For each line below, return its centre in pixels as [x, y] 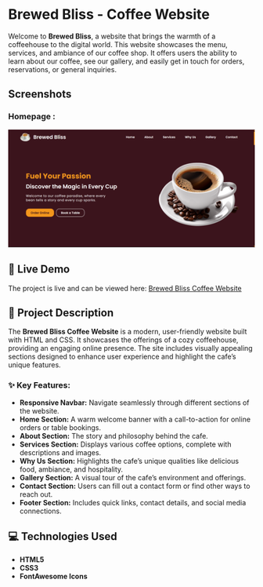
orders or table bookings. [60, 427]
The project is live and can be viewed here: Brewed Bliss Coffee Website [125, 288]
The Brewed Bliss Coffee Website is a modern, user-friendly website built [128, 332]
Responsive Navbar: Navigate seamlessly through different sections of [134, 403]
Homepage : [32, 117]
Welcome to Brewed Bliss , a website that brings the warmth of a [112, 36]
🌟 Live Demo [39, 270]
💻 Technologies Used [63, 536]
